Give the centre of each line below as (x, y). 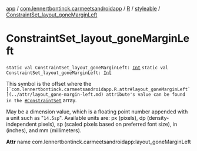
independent (21, 124)
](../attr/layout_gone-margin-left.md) (55, 94)
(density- (158, 118)
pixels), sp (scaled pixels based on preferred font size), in (108, 124)
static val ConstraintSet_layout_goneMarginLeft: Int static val (87, 68)
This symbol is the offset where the (49, 83)
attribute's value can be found (146, 94)
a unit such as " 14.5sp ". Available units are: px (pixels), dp (76, 118)
